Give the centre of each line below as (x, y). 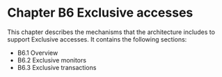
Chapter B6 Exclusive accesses (100, 13)
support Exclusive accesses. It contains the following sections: (97, 39)
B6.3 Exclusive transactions (57, 67)
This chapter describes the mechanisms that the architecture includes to (111, 32)
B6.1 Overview (38, 53)
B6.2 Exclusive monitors (52, 60)
